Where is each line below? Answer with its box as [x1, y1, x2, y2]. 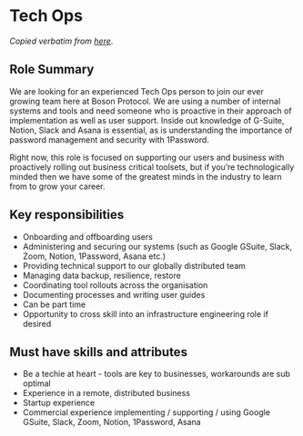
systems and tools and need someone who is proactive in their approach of [9, 105, 293, 116]
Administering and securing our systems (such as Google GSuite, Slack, [22, 241, 293, 252]
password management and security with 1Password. [9, 134, 209, 145]
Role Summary [9, 62, 95, 77]
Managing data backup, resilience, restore [22, 270, 182, 281]
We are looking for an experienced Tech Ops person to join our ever [9, 85, 264, 96]
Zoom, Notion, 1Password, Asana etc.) [22, 251, 167, 262]
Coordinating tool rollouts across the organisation [22, 279, 208, 291]
